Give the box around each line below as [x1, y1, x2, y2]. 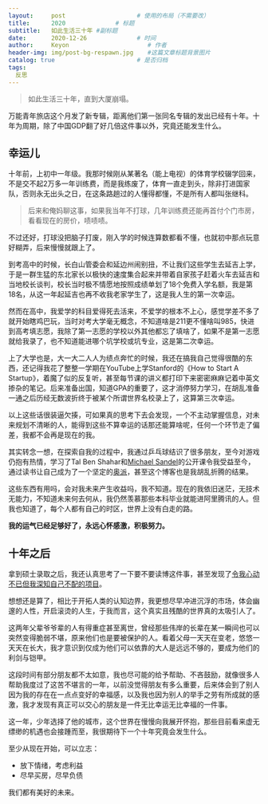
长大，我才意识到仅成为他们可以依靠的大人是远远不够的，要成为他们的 [29, 643, 260, 652]
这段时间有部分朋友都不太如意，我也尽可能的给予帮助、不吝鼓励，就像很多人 [8, 670, 260, 680]
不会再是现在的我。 [35, 430, 100, 439]
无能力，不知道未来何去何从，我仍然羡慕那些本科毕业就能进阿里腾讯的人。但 [8, 494, 260, 503]
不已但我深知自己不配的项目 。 [8, 579, 106, 589]
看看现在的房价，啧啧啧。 [27, 216, 112, 226]
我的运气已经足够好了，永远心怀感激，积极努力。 [8, 521, 169, 530]
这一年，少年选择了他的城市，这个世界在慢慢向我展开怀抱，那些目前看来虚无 [8, 717, 260, 727]
